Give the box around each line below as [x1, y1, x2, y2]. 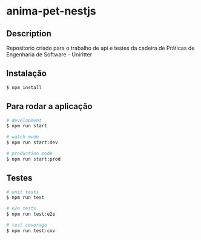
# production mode [6, 150, 53, 156]
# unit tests [6, 189, 39, 195]
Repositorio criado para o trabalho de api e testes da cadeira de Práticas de [6, 44, 195, 52]
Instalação [6, 68, 47, 79]
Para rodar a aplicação [6, 101, 93, 112]
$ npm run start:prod [6, 156, 61, 162]
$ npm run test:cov [6, 227, 56, 234]
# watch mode [6, 134, 39, 140]
